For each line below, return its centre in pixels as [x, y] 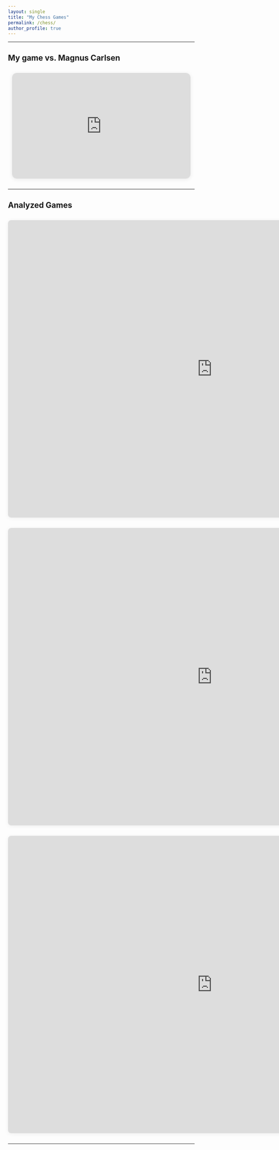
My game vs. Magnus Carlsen [64, 58]
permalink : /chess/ [32, 23]
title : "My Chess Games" [39, 17]
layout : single [27, 12]
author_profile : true [35, 28]
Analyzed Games [40, 205]
